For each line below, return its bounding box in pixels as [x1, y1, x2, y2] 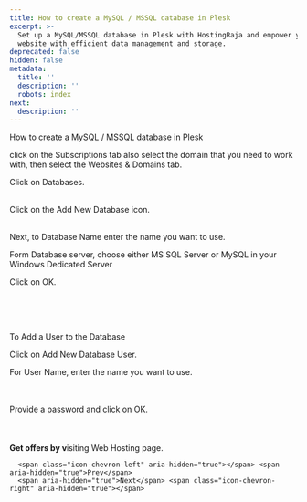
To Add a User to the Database [9, 331, 126, 342]
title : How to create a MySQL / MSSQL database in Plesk [9, 13, 231, 23]
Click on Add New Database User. [9, 349, 137, 361]
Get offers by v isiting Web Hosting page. [9, 443, 164, 454]
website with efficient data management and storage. [17, 38, 227, 48]
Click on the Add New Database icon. [9, 204, 151, 215]
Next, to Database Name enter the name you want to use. [9, 232, 226, 243]
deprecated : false [9, 47, 79, 57]
